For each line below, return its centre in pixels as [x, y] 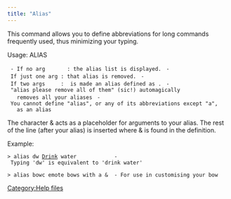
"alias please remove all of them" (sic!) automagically [95, 90]
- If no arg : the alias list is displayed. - [90, 69]
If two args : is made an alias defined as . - [90, 84]
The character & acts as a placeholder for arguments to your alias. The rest [116, 123]
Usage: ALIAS [27, 55]
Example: [21, 144]
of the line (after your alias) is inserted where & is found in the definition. [112, 130]
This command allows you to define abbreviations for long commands [108, 34]
